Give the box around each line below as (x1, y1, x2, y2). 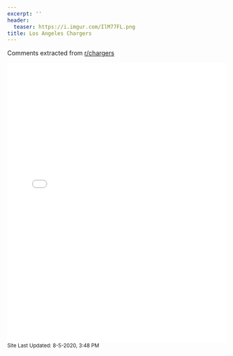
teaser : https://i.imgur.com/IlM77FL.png (13, 23, 136, 30)
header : (7, 17, 30, 24)
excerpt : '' (7, 10, 42, 17)
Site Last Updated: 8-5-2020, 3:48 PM (7, 342, 100, 350)
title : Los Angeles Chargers (7, 29, 92, 37)
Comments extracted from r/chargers (7, 49, 115, 57)
